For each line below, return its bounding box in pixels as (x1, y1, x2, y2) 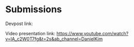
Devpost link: (5, 20, 33, 27)
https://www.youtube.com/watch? (56, 30, 129, 36)
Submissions (5, 4, 62, 15)
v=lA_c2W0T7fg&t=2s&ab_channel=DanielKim (5, 36, 103, 42)
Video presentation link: (5, 30, 55, 36)
